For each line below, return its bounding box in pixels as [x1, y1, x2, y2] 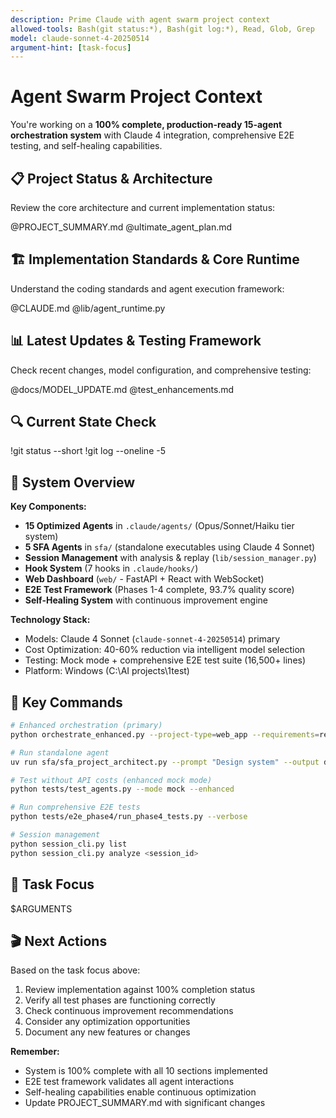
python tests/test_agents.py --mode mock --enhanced [10, 784, 235, 795]
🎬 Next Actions [10, 932, 108, 950]
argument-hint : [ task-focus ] [10, 42, 132, 53]
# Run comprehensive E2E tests [10, 802, 141, 813]
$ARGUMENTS [10, 902, 73, 915]
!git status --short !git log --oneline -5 [10, 445, 166, 457]
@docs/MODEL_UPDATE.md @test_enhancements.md [10, 383, 235, 395]
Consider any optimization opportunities [24, 1016, 191, 1028]
